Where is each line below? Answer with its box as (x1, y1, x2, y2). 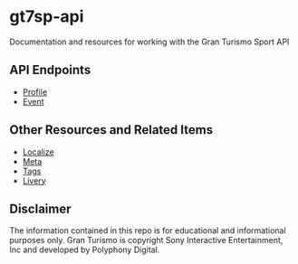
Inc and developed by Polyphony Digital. (9, 244, 160, 255)
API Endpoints (9, 62, 91, 78)
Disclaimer (9, 201, 72, 216)
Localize (22, 146, 54, 157)
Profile (22, 86, 48, 97)
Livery (22, 174, 47, 186)
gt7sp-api (9, 6, 84, 27)
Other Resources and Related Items (9, 122, 214, 137)
